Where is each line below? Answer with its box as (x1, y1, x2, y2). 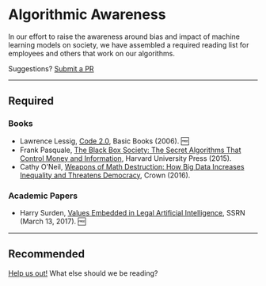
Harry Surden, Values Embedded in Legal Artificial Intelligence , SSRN (19, 208, 245, 217)
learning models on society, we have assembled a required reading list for (8, 40, 249, 49)
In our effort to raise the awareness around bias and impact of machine (8, 32, 240, 41)
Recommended (8, 247, 85, 261)
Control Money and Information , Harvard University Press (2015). (19, 153, 232, 163)
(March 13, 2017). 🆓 (19, 216, 86, 226)
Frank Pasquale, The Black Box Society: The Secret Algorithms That (19, 145, 241, 154)
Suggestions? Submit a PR (8, 63, 94, 73)
